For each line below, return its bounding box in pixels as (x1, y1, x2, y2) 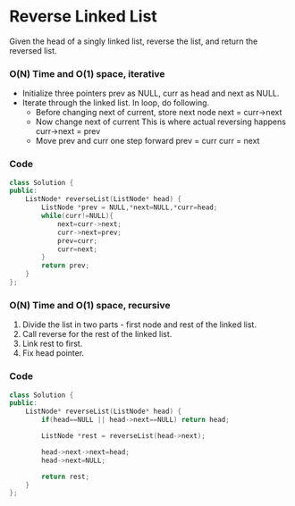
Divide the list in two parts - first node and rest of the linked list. (21, 319, 257, 330)
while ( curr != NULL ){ (41, 212, 114, 221)
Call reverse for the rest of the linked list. (21, 329, 173, 340)
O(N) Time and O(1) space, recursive (9, 299, 171, 311)
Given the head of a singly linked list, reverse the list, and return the (9, 36, 258, 46)
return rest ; (41, 472, 90, 481)
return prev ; (41, 261, 90, 270)
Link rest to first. (21, 338, 83, 350)
